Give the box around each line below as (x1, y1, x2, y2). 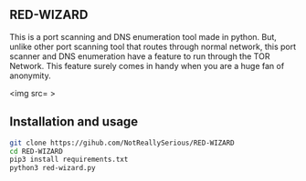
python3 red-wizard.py (9, 164, 96, 173)
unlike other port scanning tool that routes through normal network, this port (9, 41, 297, 52)
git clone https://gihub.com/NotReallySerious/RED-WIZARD (9, 138, 235, 147)
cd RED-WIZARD (9, 146, 64, 156)
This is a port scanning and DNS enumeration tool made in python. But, (9, 31, 277, 42)
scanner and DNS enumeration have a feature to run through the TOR (9, 50, 270, 62)
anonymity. (9, 70, 52, 81)
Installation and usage (9, 114, 139, 130)
